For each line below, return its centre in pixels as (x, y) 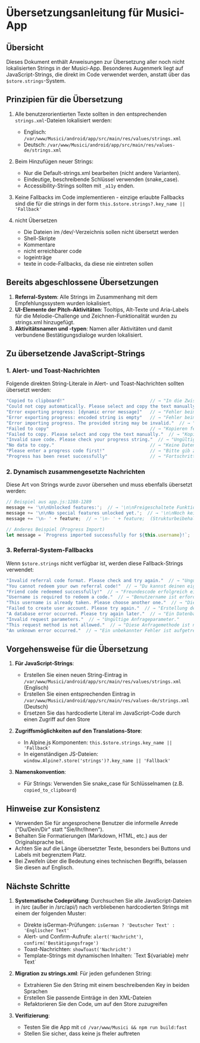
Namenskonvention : (40, 772)
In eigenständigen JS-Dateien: (61, 754)
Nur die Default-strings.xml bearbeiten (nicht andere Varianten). (102, 173)
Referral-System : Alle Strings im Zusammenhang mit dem (86, 297)
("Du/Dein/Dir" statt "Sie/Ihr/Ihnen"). (59, 829)
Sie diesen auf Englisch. (44, 867)
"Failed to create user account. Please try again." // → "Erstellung (97, 608)
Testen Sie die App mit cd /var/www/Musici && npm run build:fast (105, 1027)
